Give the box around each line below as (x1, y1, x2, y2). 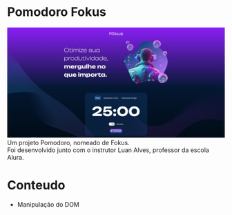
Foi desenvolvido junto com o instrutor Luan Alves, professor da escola (7, 146, 209, 154)
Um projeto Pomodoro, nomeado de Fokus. (7, 138, 130, 147)
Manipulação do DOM (17, 200, 79, 208)
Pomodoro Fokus (7, 4, 107, 20)
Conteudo (7, 178, 66, 194)
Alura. (7, 153, 24, 161)
